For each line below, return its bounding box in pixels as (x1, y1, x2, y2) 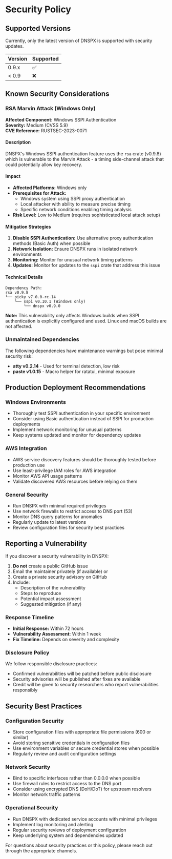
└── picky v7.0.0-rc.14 (5, 294, 56, 299)
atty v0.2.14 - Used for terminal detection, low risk (12, 363, 120, 369)
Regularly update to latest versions (12, 519, 86, 525)
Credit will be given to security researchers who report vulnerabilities (12, 682, 159, 688)
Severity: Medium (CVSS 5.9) (5, 122, 68, 128)
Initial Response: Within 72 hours (12, 625, 84, 631)
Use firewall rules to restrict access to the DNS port (12, 781, 122, 787)
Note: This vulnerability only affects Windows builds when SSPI (5, 312, 140, 318)
